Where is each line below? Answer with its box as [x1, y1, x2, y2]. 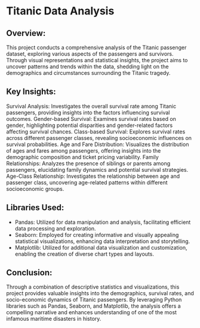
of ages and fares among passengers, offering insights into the [6, 147, 161, 154]
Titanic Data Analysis [6, 4, 115, 18]
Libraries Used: [6, 202, 64, 213]
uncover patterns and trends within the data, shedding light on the [6, 63, 169, 70]
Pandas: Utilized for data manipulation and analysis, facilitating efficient [14, 218, 191, 226]
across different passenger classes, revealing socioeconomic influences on [6, 134, 192, 141]
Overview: [6, 28, 46, 38]
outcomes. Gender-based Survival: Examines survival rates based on [6, 115, 176, 122]
